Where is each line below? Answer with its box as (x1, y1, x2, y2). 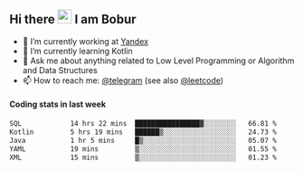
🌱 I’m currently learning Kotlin (22, 45, 133, 56)
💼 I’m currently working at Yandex (22, 35, 149, 46)
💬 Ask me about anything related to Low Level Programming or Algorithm (22, 55, 295, 66)
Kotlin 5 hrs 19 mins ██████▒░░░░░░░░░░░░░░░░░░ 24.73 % (9, 128, 278, 137)
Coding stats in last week (9, 99, 107, 109)
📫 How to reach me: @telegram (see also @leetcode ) (22, 74, 224, 86)
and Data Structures (22, 64, 98, 75)
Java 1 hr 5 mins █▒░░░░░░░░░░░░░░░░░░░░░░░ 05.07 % (9, 136, 278, 145)
